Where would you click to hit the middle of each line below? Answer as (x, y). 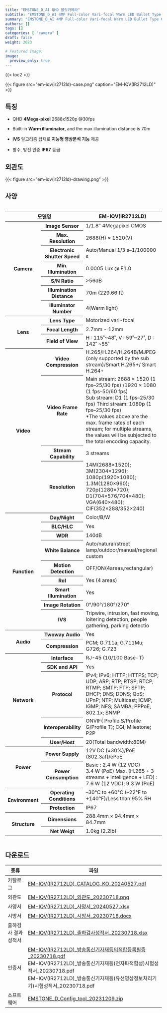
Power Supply (62, 754)
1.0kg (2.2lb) (101, 831)
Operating (62, 792)
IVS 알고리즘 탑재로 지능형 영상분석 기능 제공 (56, 139)
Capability (62, 457)
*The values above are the (117, 417)
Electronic (62, 250)
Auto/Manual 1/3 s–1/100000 (121, 250)
